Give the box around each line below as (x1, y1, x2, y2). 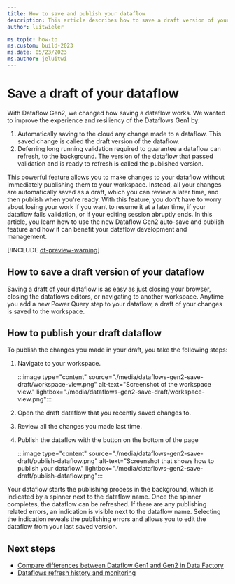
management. (7, 232, 48, 241)
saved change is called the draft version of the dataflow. (17, 137, 180, 145)
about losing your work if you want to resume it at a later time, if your (7, 202, 206, 211)
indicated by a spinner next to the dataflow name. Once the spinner (7, 492, 201, 501)
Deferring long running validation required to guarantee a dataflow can (17, 144, 222, 152)
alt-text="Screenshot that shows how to (99, 457, 215, 465)
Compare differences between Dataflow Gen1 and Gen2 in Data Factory (17, 561, 224, 570)
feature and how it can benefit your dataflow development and (7, 225, 187, 233)
